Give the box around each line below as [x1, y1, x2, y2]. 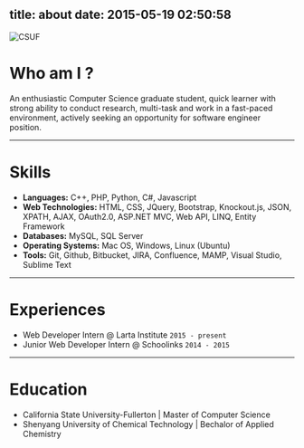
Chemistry [22, 428, 62, 439]
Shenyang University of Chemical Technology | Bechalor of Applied [22, 418, 274, 429]
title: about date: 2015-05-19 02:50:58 [9, 7, 233, 23]
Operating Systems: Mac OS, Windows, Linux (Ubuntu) [22, 240, 231, 251]
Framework [22, 221, 65, 232]
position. [9, 121, 43, 132]
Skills [9, 162, 52, 182]
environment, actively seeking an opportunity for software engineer [9, 112, 261, 123]
